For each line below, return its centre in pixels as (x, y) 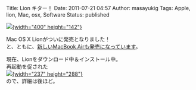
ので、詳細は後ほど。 (32, 81)
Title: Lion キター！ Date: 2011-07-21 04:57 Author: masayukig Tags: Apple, (98, 8)
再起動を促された (27, 67)
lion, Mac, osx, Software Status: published (58, 15)
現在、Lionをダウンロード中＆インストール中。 (63, 59)
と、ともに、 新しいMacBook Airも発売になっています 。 (74, 46)
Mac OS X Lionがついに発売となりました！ (58, 39)
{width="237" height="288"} (48, 74)
